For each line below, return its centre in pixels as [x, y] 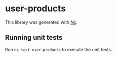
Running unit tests [34, 38]
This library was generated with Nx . [41, 22]
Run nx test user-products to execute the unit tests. [58, 49]
